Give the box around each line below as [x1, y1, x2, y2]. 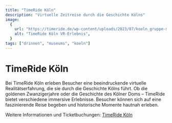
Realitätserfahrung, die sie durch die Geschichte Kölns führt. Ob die [5, 85, 148, 91]
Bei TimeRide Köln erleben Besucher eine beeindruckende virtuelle [5, 80, 146, 86]
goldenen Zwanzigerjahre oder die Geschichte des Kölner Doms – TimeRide [5, 91, 165, 97]
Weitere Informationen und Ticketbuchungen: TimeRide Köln [5, 111, 133, 118]
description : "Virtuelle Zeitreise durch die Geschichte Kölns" [5, 12, 145, 17]
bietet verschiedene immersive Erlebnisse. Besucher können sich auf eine [5, 96, 161, 102]
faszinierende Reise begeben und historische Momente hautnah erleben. [5, 101, 159, 108]
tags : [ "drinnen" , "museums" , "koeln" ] [5, 41, 91, 46]
